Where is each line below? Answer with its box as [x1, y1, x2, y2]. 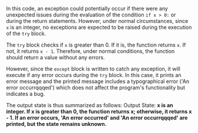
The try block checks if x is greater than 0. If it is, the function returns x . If [6, 41, 186, 48]
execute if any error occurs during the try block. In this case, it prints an [6, 72, 181, 78]
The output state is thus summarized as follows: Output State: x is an [6, 102, 174, 108]
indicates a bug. [6, 91, 45, 97]
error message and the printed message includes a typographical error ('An [6, 78, 190, 85]
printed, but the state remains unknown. [6, 121, 107, 127]
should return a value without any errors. [6, 54, 105, 61]
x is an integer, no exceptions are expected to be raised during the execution [6, 24, 192, 31]
